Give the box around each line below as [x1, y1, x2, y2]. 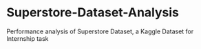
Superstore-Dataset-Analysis [6, 5, 180, 20]
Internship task [6, 34, 49, 42]
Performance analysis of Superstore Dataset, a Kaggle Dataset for [6, 27, 194, 35]
